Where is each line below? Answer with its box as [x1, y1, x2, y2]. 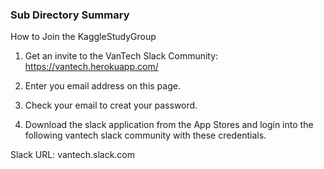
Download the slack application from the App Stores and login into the [24, 119, 314, 131]
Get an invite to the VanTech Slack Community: [24, 50, 219, 62]
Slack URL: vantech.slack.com [10, 149, 136, 161]
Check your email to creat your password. [24, 99, 198, 112]
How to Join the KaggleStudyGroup [10, 31, 157, 43]
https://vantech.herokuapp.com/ [24, 61, 159, 73]
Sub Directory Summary [10, 8, 130, 22]
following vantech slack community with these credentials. [24, 129, 267, 142]
